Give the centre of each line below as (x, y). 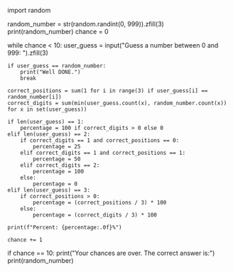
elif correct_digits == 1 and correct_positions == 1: (103, 153)
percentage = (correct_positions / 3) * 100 (100, 202)
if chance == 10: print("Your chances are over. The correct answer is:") (111, 253)
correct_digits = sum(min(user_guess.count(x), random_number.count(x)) (117, 103)
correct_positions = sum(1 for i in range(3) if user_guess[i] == (108, 91)
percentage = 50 (57, 159)
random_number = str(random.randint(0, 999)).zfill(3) (86, 24)
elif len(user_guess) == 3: (49, 190)
